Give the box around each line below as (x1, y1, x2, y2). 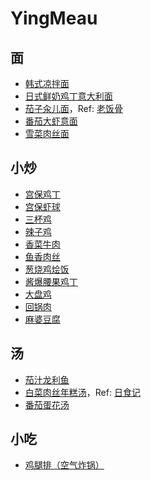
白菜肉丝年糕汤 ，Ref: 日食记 (24, 386, 141, 398)
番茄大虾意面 (24, 115, 78, 127)
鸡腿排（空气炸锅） (24, 459, 105, 471)
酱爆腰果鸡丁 (24, 275, 78, 287)
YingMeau (10, 7, 98, 30)
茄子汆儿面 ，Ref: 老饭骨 (24, 103, 123, 114)
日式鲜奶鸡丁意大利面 (24, 90, 113, 102)
